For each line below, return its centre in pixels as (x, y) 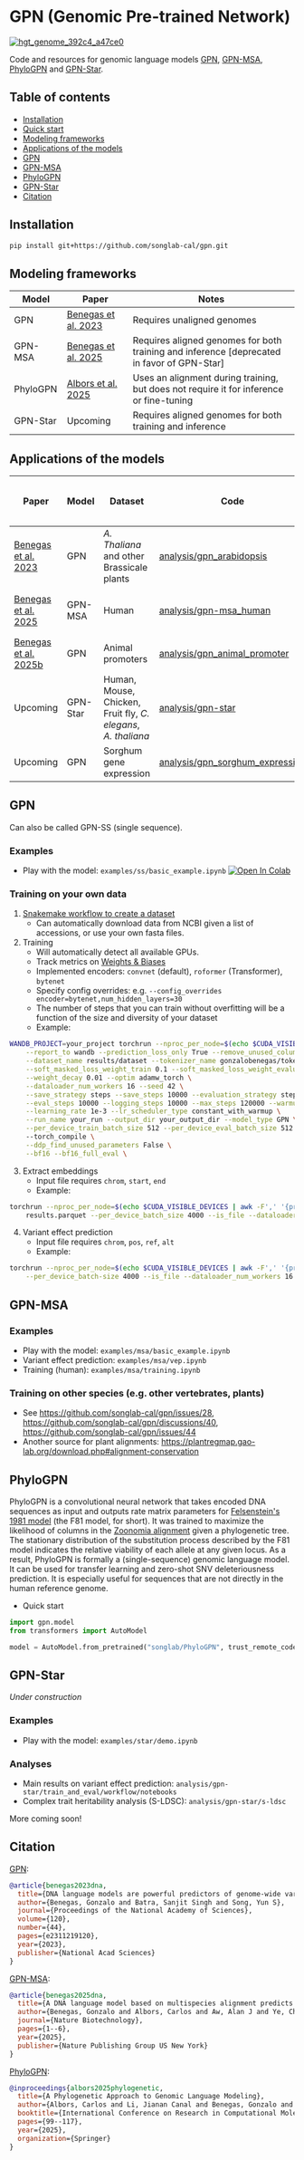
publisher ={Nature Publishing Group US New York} (113, 2045)
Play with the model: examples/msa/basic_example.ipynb (126, 1350)
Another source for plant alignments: (91, 1442)
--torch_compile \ (60, 1137)
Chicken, (122, 702)
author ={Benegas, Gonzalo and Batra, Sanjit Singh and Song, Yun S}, (151, 1902)
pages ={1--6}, (44, 2029)
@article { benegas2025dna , (58, 1995)
